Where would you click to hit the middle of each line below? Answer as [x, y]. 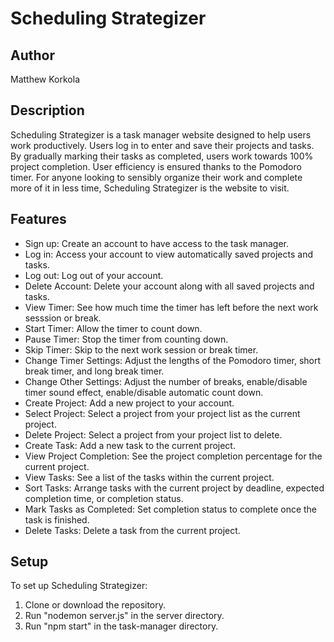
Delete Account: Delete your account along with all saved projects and [169, 286]
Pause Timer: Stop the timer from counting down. [126, 339]
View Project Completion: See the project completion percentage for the [173, 456]
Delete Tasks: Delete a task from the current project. [132, 530]
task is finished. [57, 519]
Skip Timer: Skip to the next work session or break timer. [141, 349]
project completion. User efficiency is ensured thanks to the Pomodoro [156, 166]
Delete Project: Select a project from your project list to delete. [153, 434]
